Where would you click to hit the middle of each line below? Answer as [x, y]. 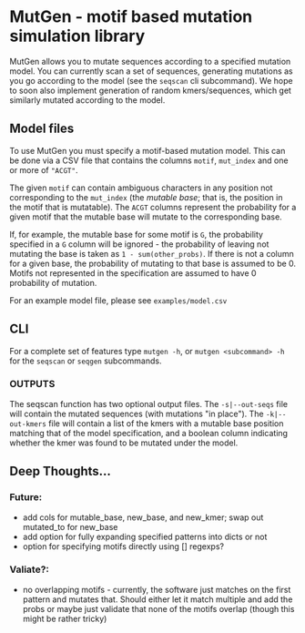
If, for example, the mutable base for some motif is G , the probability [137, 234]
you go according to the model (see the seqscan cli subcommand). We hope [151, 80]
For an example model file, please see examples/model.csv [118, 300]
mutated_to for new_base [70, 526]
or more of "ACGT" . [44, 169]
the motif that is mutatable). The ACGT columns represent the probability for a [153, 207]
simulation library [77, 36]
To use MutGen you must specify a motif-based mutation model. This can [147, 150]
